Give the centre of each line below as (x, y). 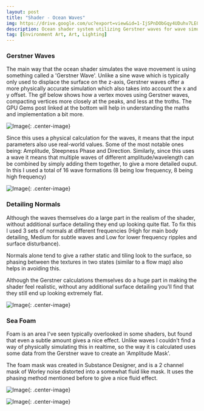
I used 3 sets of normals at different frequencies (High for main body (92, 230)
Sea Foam (21, 320)
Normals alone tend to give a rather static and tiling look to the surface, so (99, 255)
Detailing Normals (33, 205)
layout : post (23, 12)
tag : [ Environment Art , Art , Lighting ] (57, 35)
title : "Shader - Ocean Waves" (46, 18)
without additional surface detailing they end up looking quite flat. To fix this (101, 224)
